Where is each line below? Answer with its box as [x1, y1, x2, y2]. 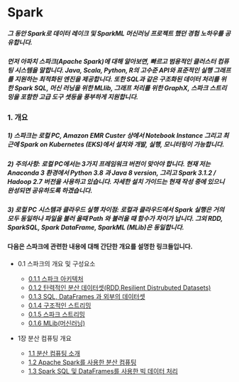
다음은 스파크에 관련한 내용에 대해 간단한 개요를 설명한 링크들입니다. [7, 242, 193, 251]
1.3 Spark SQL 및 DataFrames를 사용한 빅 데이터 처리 [28, 366, 179, 375]
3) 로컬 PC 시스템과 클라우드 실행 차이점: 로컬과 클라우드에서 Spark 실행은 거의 [7, 205, 225, 214]
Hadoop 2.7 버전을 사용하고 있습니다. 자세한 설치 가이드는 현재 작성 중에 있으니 [7, 177, 225, 185]
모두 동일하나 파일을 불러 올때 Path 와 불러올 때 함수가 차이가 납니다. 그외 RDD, [7, 214, 223, 222]
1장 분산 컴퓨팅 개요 [17, 334, 72, 342]
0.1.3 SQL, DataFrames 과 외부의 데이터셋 [28, 292, 145, 300]
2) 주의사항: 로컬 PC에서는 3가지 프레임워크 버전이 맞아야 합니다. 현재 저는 [7, 159, 211, 168]
